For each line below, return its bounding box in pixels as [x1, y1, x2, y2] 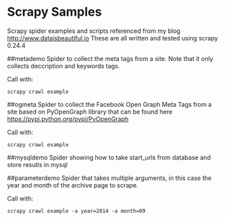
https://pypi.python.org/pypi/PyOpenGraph [7, 114, 129, 123]
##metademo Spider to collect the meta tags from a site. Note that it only [7, 54, 214, 62]
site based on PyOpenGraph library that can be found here [7, 107, 173, 116]
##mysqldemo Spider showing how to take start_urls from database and [7, 153, 211, 161]
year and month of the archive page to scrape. [7, 181, 139, 189]
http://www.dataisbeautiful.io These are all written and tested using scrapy [7, 34, 218, 42]
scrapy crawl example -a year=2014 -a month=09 [7, 207, 146, 214]
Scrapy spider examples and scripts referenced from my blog [7, 27, 180, 35]
